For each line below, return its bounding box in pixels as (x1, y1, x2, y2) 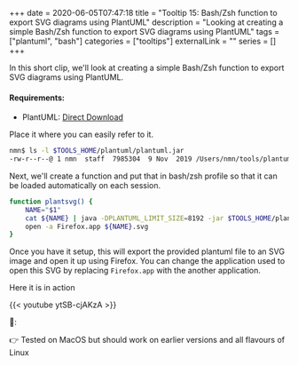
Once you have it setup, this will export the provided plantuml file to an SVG (9, 246, 286, 257)
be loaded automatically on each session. (9, 179, 161, 190)
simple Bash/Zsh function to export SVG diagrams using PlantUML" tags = (9, 27, 280, 36)
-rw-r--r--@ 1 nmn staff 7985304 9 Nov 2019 (9, 155, 192, 163)
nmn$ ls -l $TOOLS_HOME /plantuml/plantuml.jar (9, 147, 184, 155)
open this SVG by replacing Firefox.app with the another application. (9, 266, 262, 276)
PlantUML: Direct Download (21, 112, 124, 123)
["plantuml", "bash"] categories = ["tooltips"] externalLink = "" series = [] (9, 36, 277, 46)
